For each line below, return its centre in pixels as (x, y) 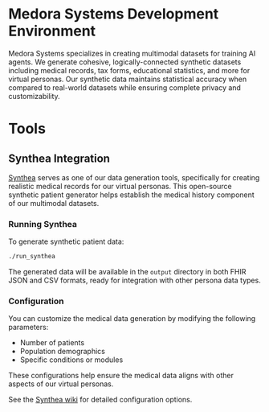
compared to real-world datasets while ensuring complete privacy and (124, 87)
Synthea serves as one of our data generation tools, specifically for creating (134, 177)
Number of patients (52, 343)
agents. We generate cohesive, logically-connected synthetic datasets (125, 62)
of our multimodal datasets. (54, 203)
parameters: (29, 328)
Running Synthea (43, 224)
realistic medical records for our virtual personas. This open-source (120, 186)
